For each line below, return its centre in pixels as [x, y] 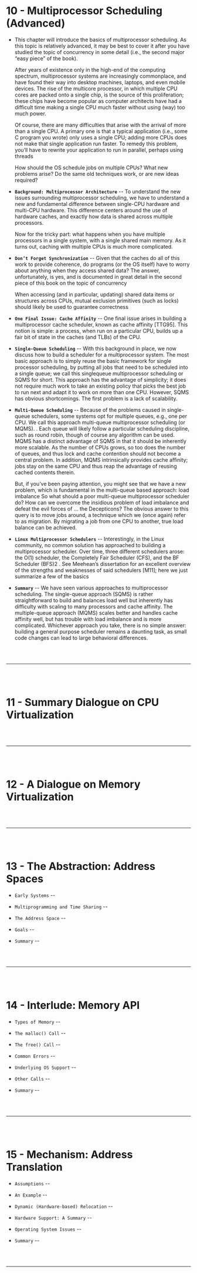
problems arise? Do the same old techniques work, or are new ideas [97, 174]
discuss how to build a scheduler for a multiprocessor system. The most [102, 355]
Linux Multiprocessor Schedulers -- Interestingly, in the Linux [89, 539]
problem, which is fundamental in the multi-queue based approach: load [102, 490]
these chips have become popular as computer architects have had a [98, 101]
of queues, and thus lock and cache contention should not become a [98, 454]
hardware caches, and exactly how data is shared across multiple [94, 216]
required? [26, 180]
